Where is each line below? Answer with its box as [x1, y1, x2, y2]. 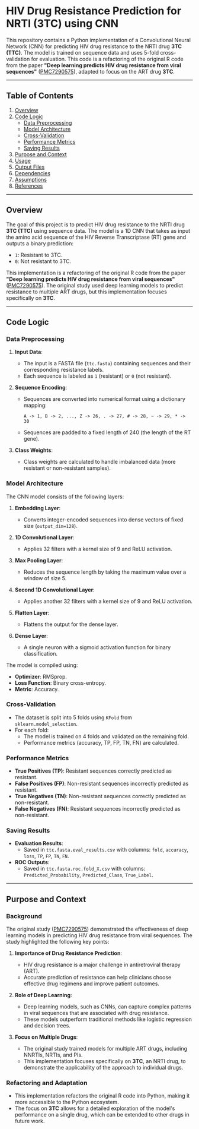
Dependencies [14, 169, 51, 176]
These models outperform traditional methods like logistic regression [23, 1016, 192, 1023]
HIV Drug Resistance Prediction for [6, 4, 182, 18]
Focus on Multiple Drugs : [14, 1033, 78, 1041]
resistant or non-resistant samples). [23, 464, 111, 472]
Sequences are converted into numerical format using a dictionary [23, 396, 185, 403]
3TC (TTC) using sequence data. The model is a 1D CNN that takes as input [6, 227, 191, 234]
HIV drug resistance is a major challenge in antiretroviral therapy [23, 961, 181, 969]
